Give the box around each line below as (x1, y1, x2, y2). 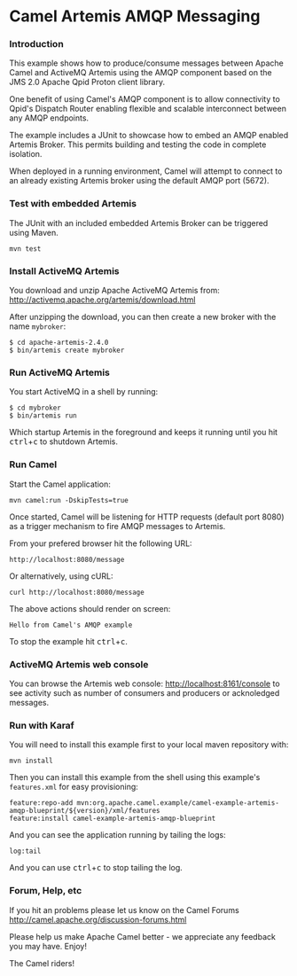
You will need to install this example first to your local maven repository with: (9, 739, 289, 750)
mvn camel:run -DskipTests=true (9, 496, 129, 504)
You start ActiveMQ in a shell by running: (9, 386, 159, 397)
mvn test (9, 244, 42, 254)
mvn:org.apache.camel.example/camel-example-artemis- (76, 799, 279, 808)
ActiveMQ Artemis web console (9, 658, 149, 670)
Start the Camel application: (9, 479, 111, 489)
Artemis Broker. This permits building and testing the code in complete (9, 139, 267, 150)
